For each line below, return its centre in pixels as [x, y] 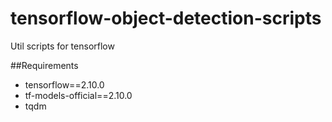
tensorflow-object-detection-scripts [166, 18]
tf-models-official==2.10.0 [78, 95]
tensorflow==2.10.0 [64, 84]
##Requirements [44, 65]
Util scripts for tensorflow [62, 46]
